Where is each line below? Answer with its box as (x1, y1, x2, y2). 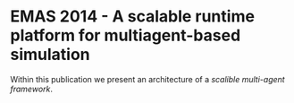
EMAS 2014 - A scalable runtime (10, 6, 256, 27)
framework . (10, 83, 53, 94)
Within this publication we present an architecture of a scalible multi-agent (10, 73, 285, 84)
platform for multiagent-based (10, 25, 241, 46)
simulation (10, 45, 90, 64)
